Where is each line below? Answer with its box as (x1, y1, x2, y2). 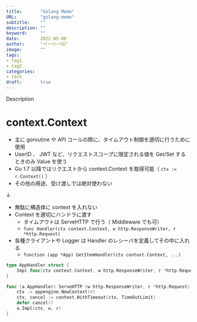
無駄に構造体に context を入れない (14, 203, 98, 211)
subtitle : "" (6, 19, 46, 25)
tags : (6, 52, 19, 58)
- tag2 (6, 63, 22, 69)
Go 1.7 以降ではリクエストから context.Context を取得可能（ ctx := (14, 165, 177, 172)
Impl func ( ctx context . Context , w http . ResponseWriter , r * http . (16, 268, 180, 273)
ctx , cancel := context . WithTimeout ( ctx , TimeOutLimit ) (16, 294, 157, 300)
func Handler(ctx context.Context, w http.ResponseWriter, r (23, 226, 176, 232)
